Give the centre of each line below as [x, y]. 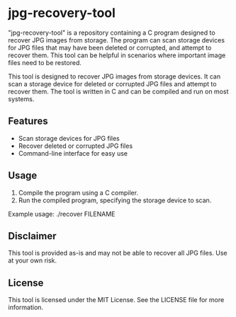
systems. [21, 99]
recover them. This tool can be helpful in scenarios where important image [117, 55]
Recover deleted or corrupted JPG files [75, 146]
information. [26, 307]
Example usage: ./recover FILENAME [62, 214]
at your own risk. [33, 260]
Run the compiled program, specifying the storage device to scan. [115, 200]
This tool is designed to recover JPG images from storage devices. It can [114, 76]
